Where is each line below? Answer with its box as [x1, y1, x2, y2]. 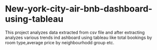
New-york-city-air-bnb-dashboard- [5, 3, 153, 14]
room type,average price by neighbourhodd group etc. [5, 39, 114, 45]
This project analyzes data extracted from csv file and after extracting [5, 29, 145, 35]
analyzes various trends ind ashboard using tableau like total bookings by [5, 35, 152, 40]
